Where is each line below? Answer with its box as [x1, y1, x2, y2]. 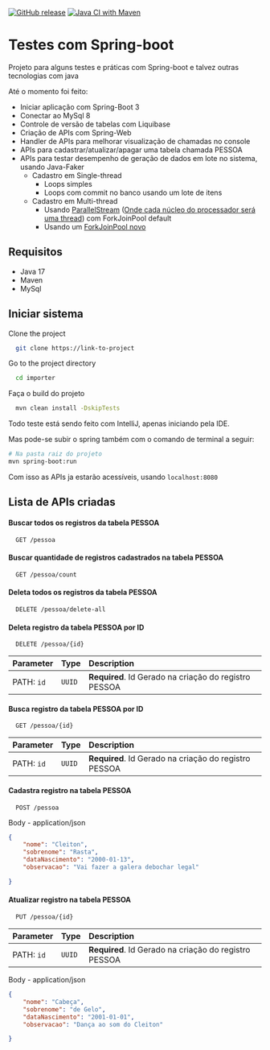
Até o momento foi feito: [8, 86, 88, 96]
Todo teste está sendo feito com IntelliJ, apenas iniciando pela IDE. [8, 419, 231, 428]
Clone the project [8, 329, 66, 338]
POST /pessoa [15, 804, 59, 812]
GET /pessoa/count [15, 570, 78, 579]
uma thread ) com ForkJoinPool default [43, 213, 172, 223]
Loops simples [43, 179, 92, 188]
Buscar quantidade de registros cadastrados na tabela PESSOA [8, 552, 224, 563]
